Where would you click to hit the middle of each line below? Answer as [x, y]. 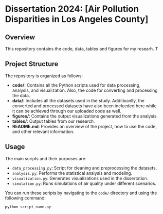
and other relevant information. [43, 132]
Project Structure [32, 64]
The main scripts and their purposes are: [46, 158]
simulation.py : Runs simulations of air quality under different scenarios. [84, 183]
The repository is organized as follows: [44, 76]
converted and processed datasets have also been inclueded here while [84, 106]
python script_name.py [28, 207]
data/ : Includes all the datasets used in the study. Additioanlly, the [78, 100]
